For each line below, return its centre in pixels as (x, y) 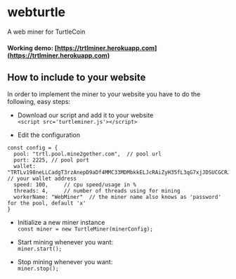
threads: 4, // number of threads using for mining (97, 191)
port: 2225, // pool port (52, 160)
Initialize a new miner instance (61, 223)
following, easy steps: (39, 102)
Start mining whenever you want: (65, 242)
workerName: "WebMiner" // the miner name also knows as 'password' (117, 197)
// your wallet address (42, 179)
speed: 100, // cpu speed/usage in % (75, 185)
